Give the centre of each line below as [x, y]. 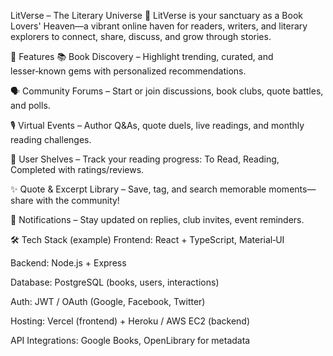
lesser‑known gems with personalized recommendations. [128, 71]
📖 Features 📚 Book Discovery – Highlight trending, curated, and [142, 56]
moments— [292, 189]
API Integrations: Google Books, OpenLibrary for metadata [130, 340]
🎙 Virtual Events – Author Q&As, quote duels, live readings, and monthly [157, 125]
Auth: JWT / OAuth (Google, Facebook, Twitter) [108, 301]
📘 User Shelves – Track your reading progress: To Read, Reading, [145, 159]
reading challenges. [51, 139]
